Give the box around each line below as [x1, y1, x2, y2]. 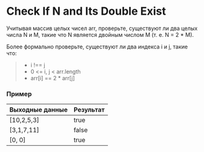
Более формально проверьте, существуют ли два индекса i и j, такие [6, 43, 188, 50]
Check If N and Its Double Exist [6, 4, 167, 18]
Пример [6, 89, 32, 98]
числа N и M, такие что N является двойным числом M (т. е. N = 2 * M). [6, 31, 194, 38]
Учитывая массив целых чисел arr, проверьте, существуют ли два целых [6, 25, 198, 32]
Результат [73, 105, 105, 114]
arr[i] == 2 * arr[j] [30, 74, 75, 82]
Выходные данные [9, 105, 68, 114]
